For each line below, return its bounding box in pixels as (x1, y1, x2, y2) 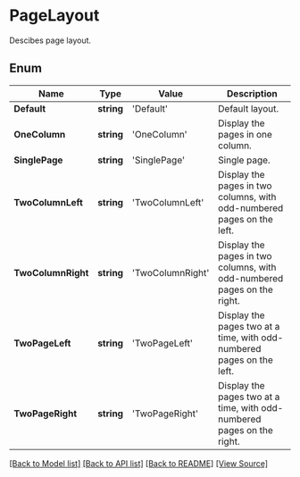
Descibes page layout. (9, 35, 92, 46)
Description (226, 87, 279, 99)
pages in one (218, 128, 272, 140)
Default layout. (218, 102, 279, 114)
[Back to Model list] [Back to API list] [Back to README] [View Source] (9, 457, 269, 469)
